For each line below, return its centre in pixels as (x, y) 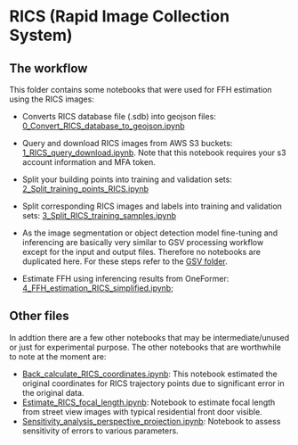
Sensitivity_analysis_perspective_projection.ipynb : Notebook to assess (151, 421)
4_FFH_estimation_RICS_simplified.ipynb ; (97, 288)
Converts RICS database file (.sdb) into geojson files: (119, 116)
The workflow (48, 68)
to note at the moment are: (58, 356)
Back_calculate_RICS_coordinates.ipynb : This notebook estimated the (150, 374)
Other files (39, 316)
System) (41, 35)
